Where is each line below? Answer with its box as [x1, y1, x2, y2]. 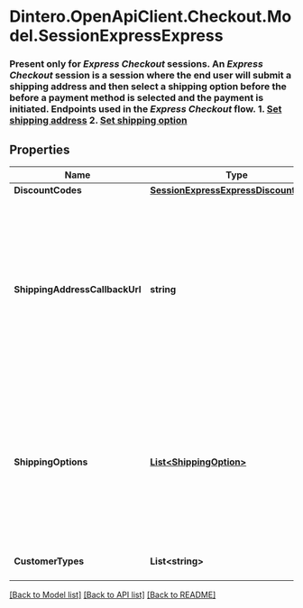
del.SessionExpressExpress [9, 25, 224, 46]
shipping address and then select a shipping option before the [9, 80, 287, 93]
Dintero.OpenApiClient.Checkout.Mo [9, 6, 292, 27]
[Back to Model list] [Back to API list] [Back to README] [9, 589, 216, 600]
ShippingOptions [14, 456, 88, 468]
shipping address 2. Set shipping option [9, 115, 188, 127]
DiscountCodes [14, 183, 83, 196]
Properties [9, 142, 70, 157]
